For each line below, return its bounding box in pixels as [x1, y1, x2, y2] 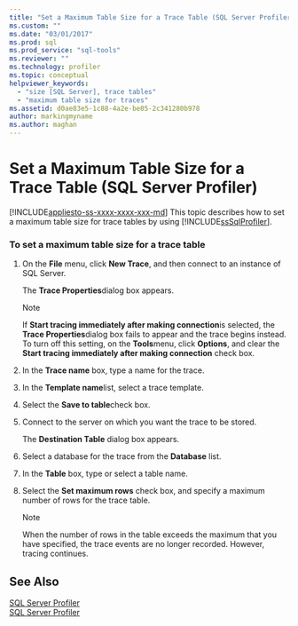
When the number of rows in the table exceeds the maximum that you [21, 529, 278, 540]
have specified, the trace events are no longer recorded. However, [21, 539, 265, 550]
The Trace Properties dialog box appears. [21, 285, 175, 296]
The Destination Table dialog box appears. [21, 434, 180, 445]
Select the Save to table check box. [21, 400, 151, 410]
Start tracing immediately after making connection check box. [21, 348, 255, 359]
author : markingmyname [9, 112, 93, 121]
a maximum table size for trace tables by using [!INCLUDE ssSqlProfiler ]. [9, 216, 272, 226]
